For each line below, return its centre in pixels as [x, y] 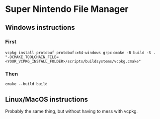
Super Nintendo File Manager [67, 9]
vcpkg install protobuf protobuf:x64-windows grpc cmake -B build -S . [80, 53]
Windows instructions [40, 28]
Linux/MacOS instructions [47, 99]
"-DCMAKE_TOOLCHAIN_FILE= [32, 57]
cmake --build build [27, 84]
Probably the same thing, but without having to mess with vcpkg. [72, 111]
